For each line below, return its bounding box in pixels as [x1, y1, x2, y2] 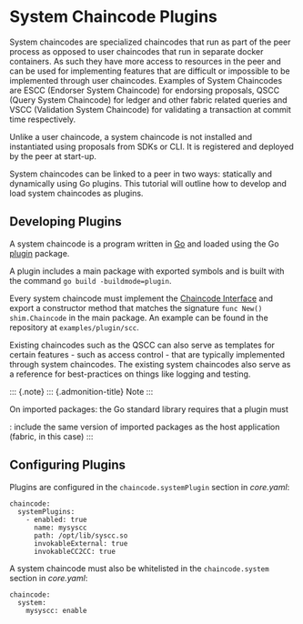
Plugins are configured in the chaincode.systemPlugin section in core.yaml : [9, 481, 290, 492]
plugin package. [9, 247, 70, 258]
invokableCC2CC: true [33, 547, 116, 556]
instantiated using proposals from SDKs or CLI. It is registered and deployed [9, 141, 294, 152]
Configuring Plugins [9, 458, 126, 473]
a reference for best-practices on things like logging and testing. [9, 368, 251, 379]
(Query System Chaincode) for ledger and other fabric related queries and [9, 94, 288, 106]
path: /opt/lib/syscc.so [33, 530, 128, 540]
